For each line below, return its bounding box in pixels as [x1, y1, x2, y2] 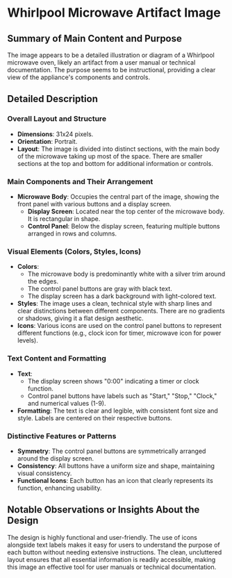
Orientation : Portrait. [17, 137, 78, 145]
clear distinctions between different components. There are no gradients [17, 307, 226, 315]
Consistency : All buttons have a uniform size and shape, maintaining [17, 461, 215, 470]
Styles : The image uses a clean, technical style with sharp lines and [17, 299, 213, 308]
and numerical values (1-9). [27, 399, 106, 407]
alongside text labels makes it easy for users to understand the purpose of [7, 540, 220, 549]
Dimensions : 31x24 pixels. [17, 130, 94, 138]
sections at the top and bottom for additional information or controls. [17, 159, 213, 167]
